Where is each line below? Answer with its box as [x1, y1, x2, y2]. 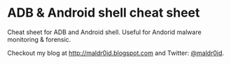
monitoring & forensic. [7, 35, 71, 43]
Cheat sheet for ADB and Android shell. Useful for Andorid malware [7, 28, 202, 36]
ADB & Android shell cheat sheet [7, 5, 200, 21]
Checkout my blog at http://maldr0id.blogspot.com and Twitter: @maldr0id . [7, 49, 225, 57]
